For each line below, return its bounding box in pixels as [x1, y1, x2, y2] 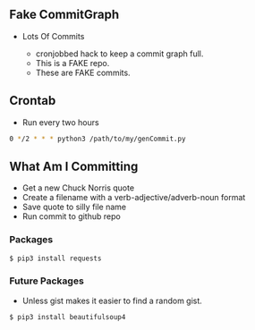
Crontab [9, 93, 56, 108]
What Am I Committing [9, 158, 139, 173]
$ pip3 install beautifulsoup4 [9, 312, 126, 321]
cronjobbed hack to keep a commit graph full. [35, 48, 204, 59]
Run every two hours [21, 116, 100, 128]
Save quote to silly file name [21, 201, 127, 213]
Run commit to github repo [21, 211, 121, 222]
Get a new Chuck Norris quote [21, 182, 135, 193]
